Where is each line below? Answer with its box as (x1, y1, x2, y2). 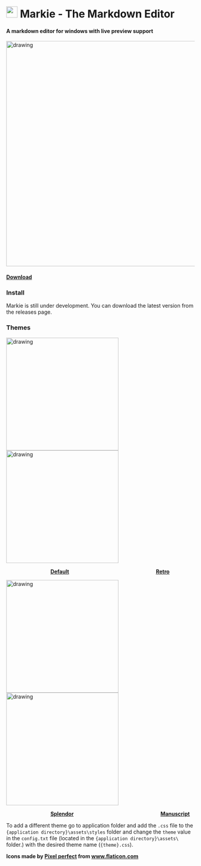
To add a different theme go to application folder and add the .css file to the (6, 822, 193, 829)
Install (6, 288, 25, 297)
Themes (6, 323, 31, 332)
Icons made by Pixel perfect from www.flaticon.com (6, 852, 139, 859)
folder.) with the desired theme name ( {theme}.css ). (6, 841, 133, 848)
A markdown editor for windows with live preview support (6, 27, 154, 34)
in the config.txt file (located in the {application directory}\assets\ (6, 834, 179, 841)
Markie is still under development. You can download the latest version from (6, 302, 194, 310)
